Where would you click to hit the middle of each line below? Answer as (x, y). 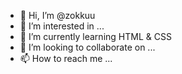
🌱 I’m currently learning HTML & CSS (95, 36)
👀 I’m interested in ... (62, 26)
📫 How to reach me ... (66, 58)
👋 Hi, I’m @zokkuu (57, 15)
